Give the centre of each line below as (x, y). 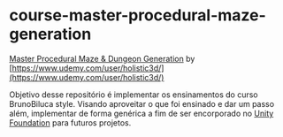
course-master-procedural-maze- (138, 15)
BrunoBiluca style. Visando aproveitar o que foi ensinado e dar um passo (142, 103)
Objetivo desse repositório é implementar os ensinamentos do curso (134, 95)
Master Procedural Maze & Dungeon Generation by (102, 58)
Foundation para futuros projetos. (70, 122)
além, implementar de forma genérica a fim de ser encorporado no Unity (141, 113)
